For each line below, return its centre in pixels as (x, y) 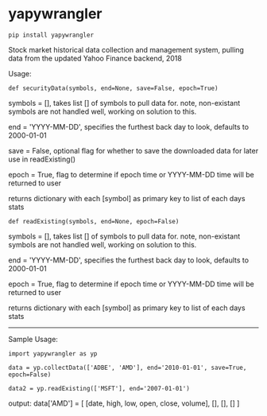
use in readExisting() (42, 159)
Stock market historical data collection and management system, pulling (126, 49)
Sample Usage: (33, 339)
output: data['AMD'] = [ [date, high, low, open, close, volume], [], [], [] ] (124, 403)
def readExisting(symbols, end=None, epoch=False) (94, 221)
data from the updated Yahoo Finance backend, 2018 (95, 58)
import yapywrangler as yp (53, 354)
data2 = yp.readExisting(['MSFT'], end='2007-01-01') (99, 388)
